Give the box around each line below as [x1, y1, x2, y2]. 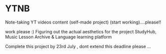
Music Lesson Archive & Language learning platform [5, 34, 112, 40]
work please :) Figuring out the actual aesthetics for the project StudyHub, [5, 28, 157, 34]
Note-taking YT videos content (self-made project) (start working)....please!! [5, 19, 162, 25]
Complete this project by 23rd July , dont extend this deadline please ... [5, 43, 151, 49]
